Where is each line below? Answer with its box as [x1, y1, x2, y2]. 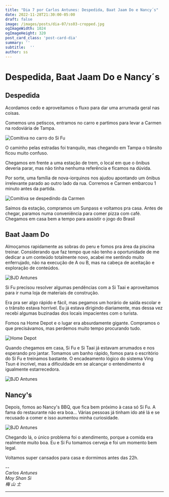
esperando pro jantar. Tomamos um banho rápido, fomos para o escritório [5, 350, 158, 357]
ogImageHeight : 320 [5, 31, 46, 36]
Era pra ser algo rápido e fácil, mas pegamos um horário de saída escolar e [5, 300, 161, 306]
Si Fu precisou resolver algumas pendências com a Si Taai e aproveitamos [5, 285, 159, 291]
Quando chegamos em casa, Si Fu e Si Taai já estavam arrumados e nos [5, 345, 155, 351]
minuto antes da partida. [5, 185, 56, 191]
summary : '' [5, 40, 30, 45]
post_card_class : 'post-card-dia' [5, 36, 78, 41]
